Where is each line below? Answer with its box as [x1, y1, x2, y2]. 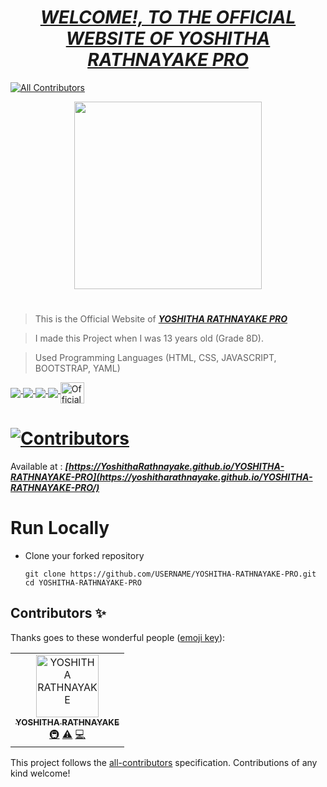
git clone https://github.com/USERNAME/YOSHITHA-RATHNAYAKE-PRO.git [24, 569, 317, 579]
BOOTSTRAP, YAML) [34, 362, 121, 375]
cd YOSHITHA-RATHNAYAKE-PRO [24, 578, 142, 588]
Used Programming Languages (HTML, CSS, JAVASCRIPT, [34, 352, 277, 364]
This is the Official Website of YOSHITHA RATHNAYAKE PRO [34, 313, 288, 325]
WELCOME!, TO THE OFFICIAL [39, 6, 297, 29]
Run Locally [10, 517, 110, 540]
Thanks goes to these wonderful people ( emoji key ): [10, 631, 226, 643]
